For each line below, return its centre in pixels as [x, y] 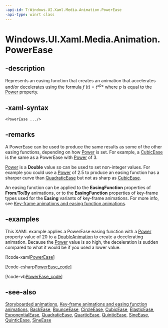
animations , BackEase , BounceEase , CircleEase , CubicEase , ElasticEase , [80, 309]
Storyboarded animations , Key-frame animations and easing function [76, 304]
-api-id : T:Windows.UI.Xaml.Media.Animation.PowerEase [63, 10]
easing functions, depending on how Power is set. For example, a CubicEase [84, 152]
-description [25, 68]
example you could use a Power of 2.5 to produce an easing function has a [82, 172]
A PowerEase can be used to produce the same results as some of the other [84, 146]
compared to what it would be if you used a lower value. [63, 247]
